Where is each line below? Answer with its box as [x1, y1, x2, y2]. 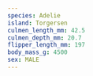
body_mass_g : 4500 [7, 48, 68, 56]
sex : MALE [7, 56, 40, 64]
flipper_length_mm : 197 [7, 41, 86, 49]
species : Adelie [7, 11, 61, 20]
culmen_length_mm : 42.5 [7, 26, 86, 34]
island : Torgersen [7, 19, 68, 27]
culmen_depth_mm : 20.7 [7, 33, 82, 42]
